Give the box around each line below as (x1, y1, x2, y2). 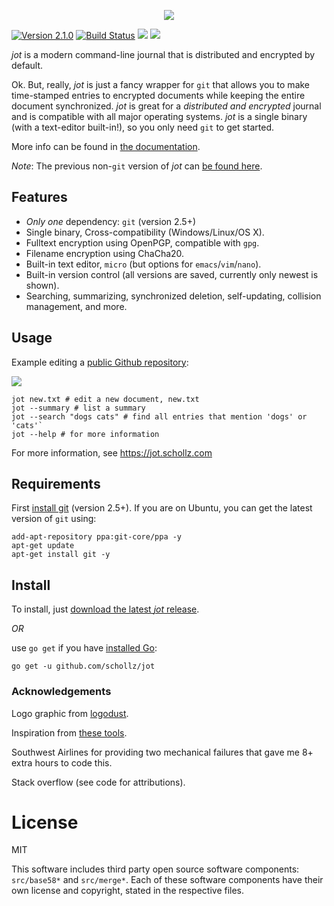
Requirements (11, 476, 101, 493)
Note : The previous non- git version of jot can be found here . (11, 160, 263, 172)
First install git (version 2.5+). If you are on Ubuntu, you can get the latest (11, 502, 313, 514)
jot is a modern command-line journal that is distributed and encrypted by (11, 49, 316, 60)
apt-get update (11, 541, 75, 551)
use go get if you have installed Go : (11, 642, 158, 654)
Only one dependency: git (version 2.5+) (25, 215, 197, 227)
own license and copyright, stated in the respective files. (11, 885, 245, 897)
